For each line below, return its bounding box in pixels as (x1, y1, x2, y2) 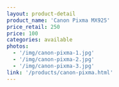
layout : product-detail (6, 10, 76, 18)
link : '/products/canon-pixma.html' (6, 69, 113, 76)
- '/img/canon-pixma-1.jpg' (13, 50, 95, 57)
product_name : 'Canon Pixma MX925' (6, 17, 111, 24)
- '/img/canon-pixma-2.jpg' (13, 56, 95, 63)
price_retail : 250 (6, 23, 60, 30)
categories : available (6, 36, 73, 43)
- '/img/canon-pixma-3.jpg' (13, 62, 95, 69)
